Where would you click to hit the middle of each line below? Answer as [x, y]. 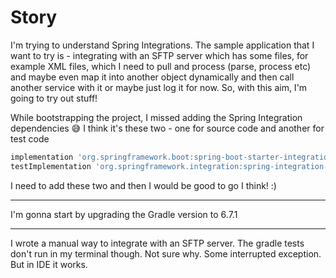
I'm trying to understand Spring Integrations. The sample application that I [162, 45]
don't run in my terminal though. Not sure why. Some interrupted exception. [166, 253]
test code [30, 138]
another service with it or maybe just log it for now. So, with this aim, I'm [159, 87]
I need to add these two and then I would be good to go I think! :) [143, 185]
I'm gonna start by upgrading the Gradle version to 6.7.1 [124, 214]
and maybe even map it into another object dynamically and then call [152, 77]
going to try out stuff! [54, 98]
